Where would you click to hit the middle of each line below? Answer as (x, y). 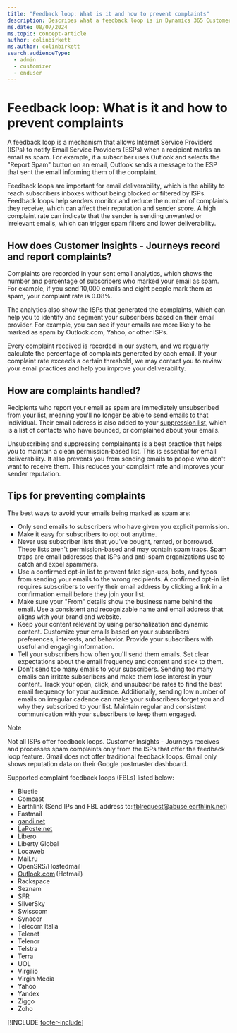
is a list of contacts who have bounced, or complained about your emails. (114, 430)
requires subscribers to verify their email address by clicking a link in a (120, 586)
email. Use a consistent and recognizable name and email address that (120, 609)
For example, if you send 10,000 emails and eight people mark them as (110, 289)
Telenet (29, 934)
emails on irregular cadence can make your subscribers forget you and (121, 699)
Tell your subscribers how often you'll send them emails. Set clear (113, 654)
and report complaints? (60, 256)
